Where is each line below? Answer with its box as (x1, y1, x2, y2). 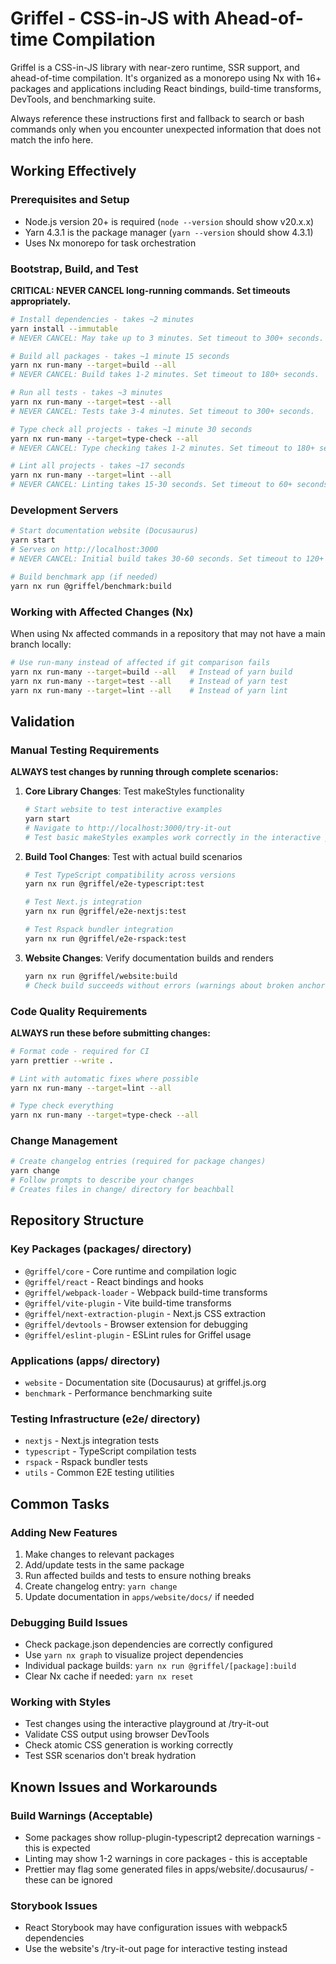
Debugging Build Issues (10, 1615, 128, 1629)
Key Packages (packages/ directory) (10, 1242, 192, 1256)
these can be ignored (24, 1874, 113, 1886)
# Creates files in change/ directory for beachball (10, 1185, 235, 1195)
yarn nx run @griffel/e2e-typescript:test (24, 879, 205, 889)
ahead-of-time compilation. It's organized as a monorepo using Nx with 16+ (10, 72, 322, 84)
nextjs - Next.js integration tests (24, 1435, 160, 1447)
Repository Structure (10, 1212, 145, 1229)
